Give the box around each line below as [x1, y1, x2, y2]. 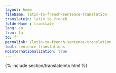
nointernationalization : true [5, 49, 68, 54]
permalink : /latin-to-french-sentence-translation [5, 40, 112, 45]
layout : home [5, 7, 32, 12]
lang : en [5, 26, 23, 31]
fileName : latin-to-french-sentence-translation [5, 12, 107, 17]
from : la [5, 30, 23, 35]
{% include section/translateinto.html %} [5, 63, 88, 69]
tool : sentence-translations [5, 44, 65, 49]
